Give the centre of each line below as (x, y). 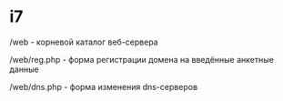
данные (24, 69)
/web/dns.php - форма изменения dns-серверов (104, 86)
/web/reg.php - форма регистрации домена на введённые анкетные (142, 59)
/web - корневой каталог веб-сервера (84, 42)
